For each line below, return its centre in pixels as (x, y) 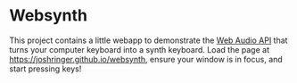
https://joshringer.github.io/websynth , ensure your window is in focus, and (146, 59)
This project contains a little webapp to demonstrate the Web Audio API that (148, 40)
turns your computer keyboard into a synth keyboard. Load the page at (140, 49)
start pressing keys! (45, 69)
